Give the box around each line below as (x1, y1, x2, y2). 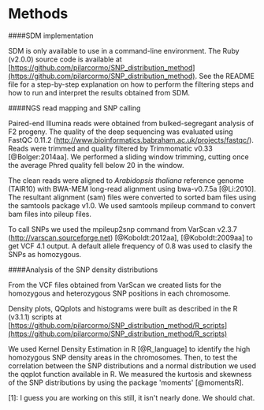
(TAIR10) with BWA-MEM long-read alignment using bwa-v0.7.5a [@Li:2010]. (8, 184, 256, 193)
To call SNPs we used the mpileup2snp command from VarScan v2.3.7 (8, 224, 238, 233)
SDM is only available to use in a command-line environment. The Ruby (8, 46, 240, 55)
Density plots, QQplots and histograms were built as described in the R (8, 304, 238, 313)
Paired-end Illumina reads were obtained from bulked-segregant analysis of (8, 118, 255, 128)
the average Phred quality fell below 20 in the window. (8, 160, 184, 170)
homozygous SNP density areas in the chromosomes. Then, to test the (8, 352, 238, 362)
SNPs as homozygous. (8, 249, 82, 259)
